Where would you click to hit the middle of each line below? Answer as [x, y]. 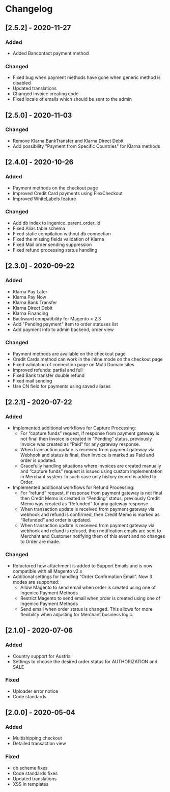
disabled [22, 83]
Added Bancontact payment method [51, 53]
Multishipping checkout [37, 738]
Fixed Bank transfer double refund [49, 375]
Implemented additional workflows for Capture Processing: [74, 428]
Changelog [29, 9]
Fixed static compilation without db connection [62, 234]
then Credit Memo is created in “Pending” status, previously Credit [90, 498]
